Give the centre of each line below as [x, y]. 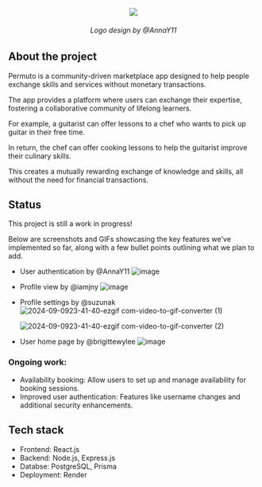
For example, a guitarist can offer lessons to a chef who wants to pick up [127, 123]
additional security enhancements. [76, 405]
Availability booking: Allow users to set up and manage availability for [133, 380]
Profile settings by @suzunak [67, 302]
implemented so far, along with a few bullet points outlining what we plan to [131, 247]
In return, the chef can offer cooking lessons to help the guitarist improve [128, 147]
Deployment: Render [53, 474]
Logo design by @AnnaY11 [133, 30]
